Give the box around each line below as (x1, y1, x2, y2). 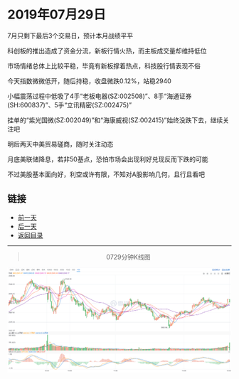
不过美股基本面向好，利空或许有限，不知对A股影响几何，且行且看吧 (7, 170, 205, 178)
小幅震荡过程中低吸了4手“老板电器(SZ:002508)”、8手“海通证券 (7, 92, 192, 100)
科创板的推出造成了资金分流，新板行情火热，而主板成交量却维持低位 (7, 46, 207, 55)
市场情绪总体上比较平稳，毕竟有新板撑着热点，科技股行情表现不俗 (7, 61, 201, 70)
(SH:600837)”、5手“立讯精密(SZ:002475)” (7, 100, 132, 109)
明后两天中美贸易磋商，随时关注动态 (7, 139, 114, 148)
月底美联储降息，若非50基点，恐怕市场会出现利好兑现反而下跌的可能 (7, 154, 208, 164)
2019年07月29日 (7, 6, 107, 23)
